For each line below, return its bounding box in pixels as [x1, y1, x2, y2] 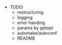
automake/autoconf [17, 30, 58, 36]
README [17, 35, 35, 41]
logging [17, 15, 33, 20]
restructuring [17, 9, 44, 15]
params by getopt [17, 25, 53, 31]
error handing [17, 20, 45, 25]
